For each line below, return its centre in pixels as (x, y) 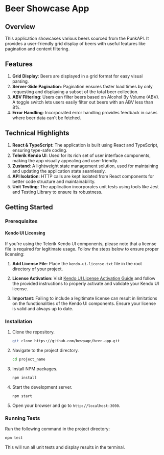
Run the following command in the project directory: (58, 429)
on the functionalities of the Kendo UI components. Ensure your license (84, 303)
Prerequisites (21, 221)
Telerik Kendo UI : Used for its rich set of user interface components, (81, 155)
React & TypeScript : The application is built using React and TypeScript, (85, 145)
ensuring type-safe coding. (40, 150)
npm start (22, 396)
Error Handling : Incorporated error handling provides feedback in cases (85, 112)
